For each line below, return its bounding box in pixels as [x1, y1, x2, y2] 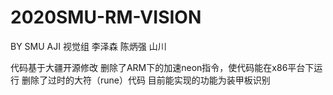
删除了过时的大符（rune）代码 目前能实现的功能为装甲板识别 [21, 74, 271, 86]
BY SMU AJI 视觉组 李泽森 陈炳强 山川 [10, 40, 167, 52]
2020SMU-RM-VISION [10, 6, 202, 29]
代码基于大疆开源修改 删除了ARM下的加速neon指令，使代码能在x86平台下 [10, 61, 315, 73]
